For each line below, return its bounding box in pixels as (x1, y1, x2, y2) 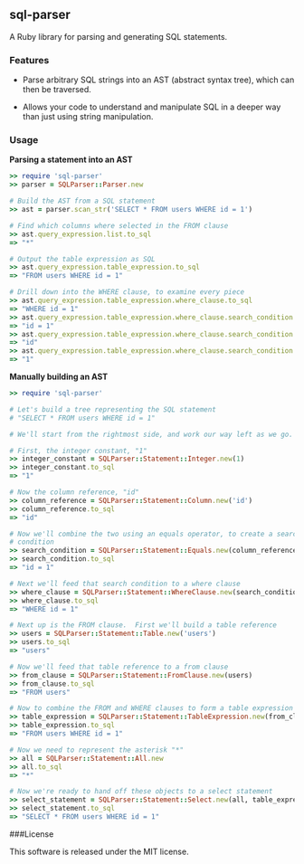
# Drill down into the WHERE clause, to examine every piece (9, 288, 245, 297)
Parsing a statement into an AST (9, 154, 133, 166)
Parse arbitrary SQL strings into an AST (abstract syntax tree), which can (22, 74, 295, 85)
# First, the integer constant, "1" (9, 446, 147, 455)
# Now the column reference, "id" (9, 488, 140, 497)
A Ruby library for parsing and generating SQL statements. (9, 31, 228, 42)
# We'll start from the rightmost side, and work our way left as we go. (9, 430, 294, 439)
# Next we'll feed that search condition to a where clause (9, 579, 242, 588)
